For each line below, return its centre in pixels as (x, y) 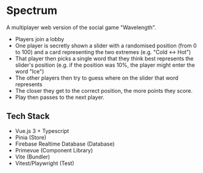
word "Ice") (29, 71)
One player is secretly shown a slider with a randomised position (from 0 (106, 46)
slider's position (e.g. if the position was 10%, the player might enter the (105, 65)
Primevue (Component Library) (54, 150)
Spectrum (32, 11)
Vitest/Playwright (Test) (45, 163)
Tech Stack (28, 116)
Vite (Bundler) (33, 157)
